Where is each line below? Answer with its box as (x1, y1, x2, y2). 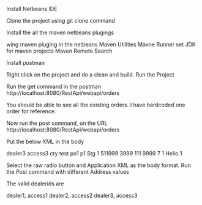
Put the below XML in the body (6, 138, 84, 145)
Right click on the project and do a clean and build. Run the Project (6, 71, 174, 78)
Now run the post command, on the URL (6, 119, 108, 127)
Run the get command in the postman (6, 83, 102, 90)
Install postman (6, 59, 45, 66)
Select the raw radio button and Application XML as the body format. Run (6, 162, 191, 169)
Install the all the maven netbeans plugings (6, 29, 114, 36)
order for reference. (6, 108, 56, 115)
